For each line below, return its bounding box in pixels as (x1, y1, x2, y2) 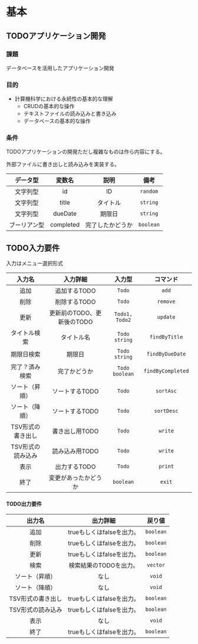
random (140, 188, 159, 195)
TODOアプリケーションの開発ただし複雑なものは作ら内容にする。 (6, 148, 166, 156)
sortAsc (155, 388, 177, 394)
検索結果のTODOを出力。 (68, 561, 139, 569)
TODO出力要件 (6, 500, 42, 507)
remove (157, 298, 176, 305)
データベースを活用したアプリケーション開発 (6, 64, 115, 72)
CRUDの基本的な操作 (23, 103, 75, 110)
